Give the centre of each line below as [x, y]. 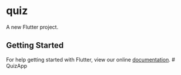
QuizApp [17, 66]
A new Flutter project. [32, 27]
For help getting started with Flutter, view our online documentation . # [90, 59]
